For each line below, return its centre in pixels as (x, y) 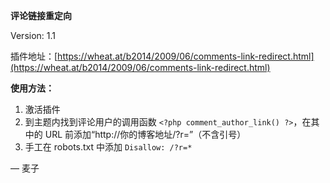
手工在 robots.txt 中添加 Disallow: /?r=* (108, 147)
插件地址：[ (34, 56)
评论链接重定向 (41, 15)
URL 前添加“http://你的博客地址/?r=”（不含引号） (145, 134)
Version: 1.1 (33, 35)
